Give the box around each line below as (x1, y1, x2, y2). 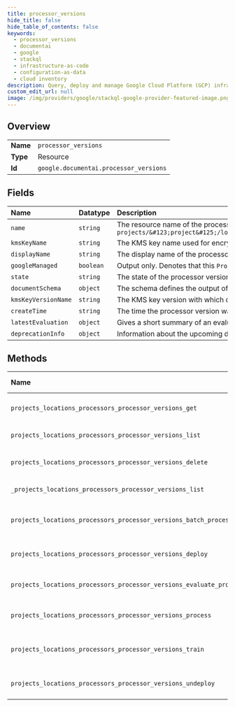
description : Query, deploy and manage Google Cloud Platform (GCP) (7, 82, 211, 89)
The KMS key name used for (116, 238, 211, 248)
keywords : (7, 29, 36, 37)
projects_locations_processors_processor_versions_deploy (10, 550, 208, 558)
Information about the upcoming (116, 329, 223, 338)
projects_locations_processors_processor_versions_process (10, 611, 212, 620)
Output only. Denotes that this (116, 260, 215, 270)
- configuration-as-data (13, 69, 86, 76)
